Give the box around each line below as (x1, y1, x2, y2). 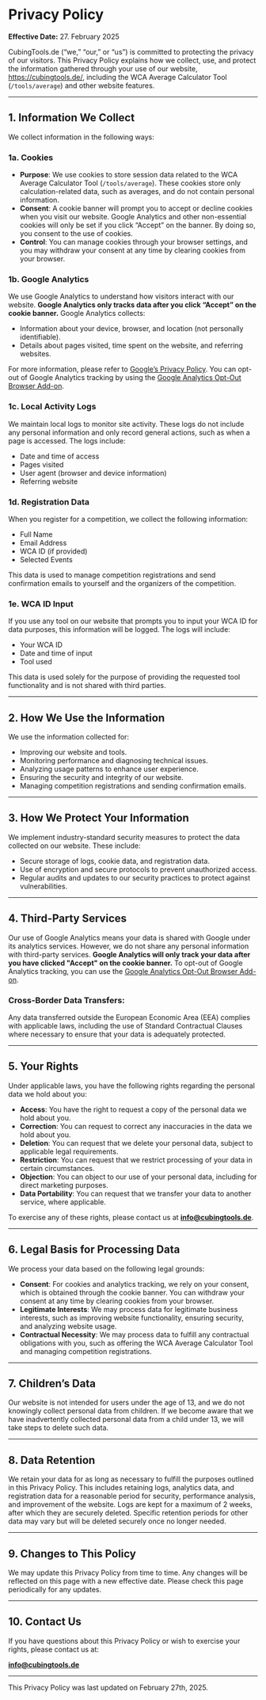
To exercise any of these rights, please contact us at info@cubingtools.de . (8, 1212, 254, 1222)
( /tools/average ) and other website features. (8, 81, 155, 90)
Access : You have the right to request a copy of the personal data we (19, 1105, 247, 1114)
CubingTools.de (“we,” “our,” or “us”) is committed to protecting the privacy (8, 47, 254, 56)
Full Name (19, 529, 53, 539)
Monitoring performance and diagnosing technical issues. (19, 756, 208, 766)
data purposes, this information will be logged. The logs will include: (8, 625, 231, 634)
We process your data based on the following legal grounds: (8, 1264, 205, 1273)
